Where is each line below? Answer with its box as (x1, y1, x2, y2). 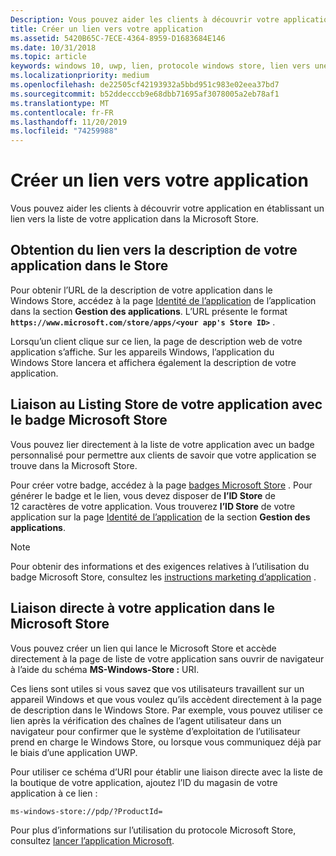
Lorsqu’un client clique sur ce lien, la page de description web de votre (10, 335, 303, 347)
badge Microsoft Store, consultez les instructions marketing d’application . (10, 571, 317, 583)
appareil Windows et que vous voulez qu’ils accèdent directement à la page (10, 693, 323, 705)
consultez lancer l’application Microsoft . (10, 834, 175, 846)
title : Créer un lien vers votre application (10, 24, 203, 34)
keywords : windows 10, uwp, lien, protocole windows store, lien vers (10, 61, 311, 71)
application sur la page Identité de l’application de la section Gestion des (10, 511, 311, 523)
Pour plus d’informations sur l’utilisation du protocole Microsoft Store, (10, 824, 297, 836)
